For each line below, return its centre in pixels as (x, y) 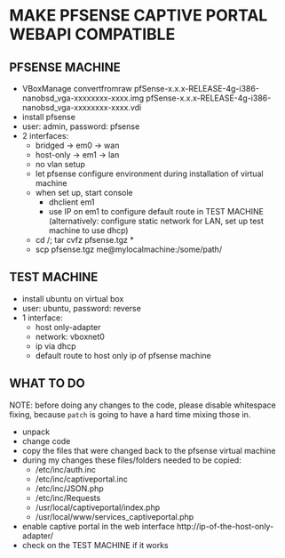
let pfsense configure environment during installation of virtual (149, 174)
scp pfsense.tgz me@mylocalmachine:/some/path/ (129, 249)
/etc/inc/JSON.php (69, 488)
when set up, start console (84, 193)
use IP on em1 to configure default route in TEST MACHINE (156, 211)
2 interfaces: (45, 136)
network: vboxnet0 (70, 336)
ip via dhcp (55, 346)
